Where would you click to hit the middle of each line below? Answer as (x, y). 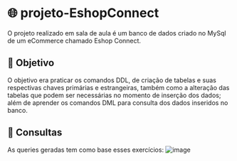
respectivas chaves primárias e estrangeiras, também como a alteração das (118, 87)
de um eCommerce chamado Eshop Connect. (74, 40)
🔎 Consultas (35, 133)
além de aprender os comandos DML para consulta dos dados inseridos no (118, 102)
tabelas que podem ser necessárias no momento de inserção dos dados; (114, 95)
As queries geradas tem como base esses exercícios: (86, 150)
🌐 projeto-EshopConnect (83, 13)
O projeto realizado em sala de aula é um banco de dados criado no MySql (117, 33)
